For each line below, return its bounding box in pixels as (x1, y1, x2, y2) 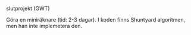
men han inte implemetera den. (6, 23, 83, 29)
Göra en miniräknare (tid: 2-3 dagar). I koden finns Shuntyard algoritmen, (6, 16, 186, 23)
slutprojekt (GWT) (6, 5, 50, 12)
